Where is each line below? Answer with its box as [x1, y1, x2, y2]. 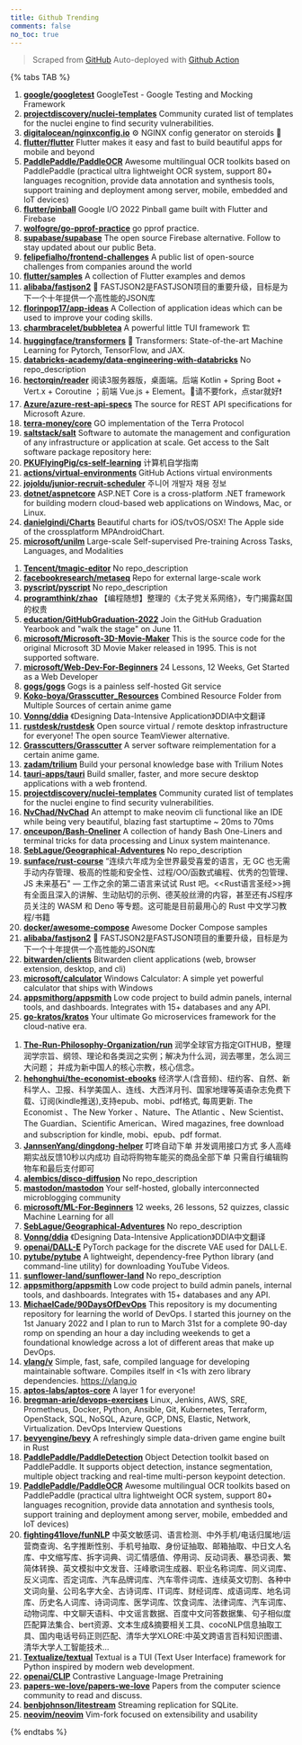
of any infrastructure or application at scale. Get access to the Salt [22, 437, 270, 448]
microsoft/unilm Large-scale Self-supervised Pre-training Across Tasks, [22, 536, 293, 547]
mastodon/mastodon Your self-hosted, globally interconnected [22, 1183, 260, 1194]
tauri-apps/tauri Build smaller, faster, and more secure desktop [22, 769, 259, 779]
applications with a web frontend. [22, 779, 147, 789]
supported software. [22, 653, 100, 663]
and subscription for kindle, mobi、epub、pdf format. [22, 1129, 222, 1140]
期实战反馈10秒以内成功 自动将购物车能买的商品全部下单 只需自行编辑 [22, 1152, 281, 1162]
